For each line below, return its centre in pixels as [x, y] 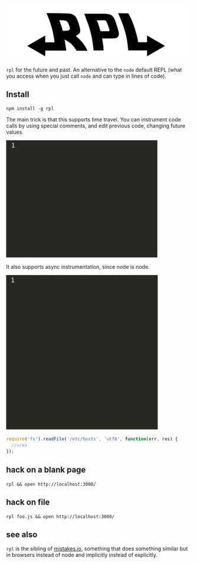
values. [15, 132]
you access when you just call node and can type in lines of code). [86, 76]
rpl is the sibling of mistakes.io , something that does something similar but [97, 549]
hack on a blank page [46, 470]
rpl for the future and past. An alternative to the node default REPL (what [94, 70]
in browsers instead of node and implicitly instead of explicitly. [82, 555]
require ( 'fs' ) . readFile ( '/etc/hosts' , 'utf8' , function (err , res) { [92, 439]
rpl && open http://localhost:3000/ [51, 484]
